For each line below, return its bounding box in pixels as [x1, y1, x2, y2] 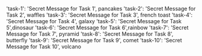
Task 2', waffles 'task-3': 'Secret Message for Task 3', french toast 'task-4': [6, 11, 193, 18]
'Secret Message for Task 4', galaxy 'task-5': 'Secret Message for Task [6, 18, 182, 24]
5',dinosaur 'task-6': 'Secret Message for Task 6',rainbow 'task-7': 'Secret [6, 24, 189, 31]
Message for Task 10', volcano [6, 43, 81, 50]
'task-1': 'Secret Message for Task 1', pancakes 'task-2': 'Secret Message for [6, 5, 196, 12]
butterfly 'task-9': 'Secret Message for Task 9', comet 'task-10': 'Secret [6, 37, 182, 43]
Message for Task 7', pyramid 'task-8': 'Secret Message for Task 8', [6, 30, 174, 38]
